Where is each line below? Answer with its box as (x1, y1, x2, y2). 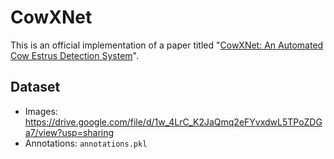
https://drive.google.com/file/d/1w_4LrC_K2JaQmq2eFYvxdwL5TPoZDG (24, 116, 323, 128)
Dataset (10, 79, 61, 96)
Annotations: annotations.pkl (24, 137, 148, 149)
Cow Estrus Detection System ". (10, 49, 139, 61)
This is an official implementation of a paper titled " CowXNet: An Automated (10, 39, 324, 51)
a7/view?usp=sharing (24, 126, 115, 138)
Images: (24, 105, 58, 117)
